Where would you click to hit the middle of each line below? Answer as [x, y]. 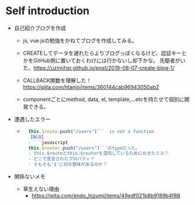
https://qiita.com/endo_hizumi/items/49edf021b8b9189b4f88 [106, 196]
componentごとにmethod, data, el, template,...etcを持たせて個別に [104, 99]
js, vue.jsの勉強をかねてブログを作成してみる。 [80, 40]
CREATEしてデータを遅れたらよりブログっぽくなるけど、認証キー [102, 53]
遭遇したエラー [32, 119]
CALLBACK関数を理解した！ [57, 80]
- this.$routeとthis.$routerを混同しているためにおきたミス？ [98, 154]
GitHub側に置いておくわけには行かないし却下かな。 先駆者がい [110, 60]
